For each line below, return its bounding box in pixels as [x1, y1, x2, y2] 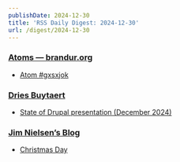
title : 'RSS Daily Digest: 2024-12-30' [8, 19, 140, 27]
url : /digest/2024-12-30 [8, 26, 90, 34]
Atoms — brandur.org [8, 52, 93, 63]
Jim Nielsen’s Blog [8, 127, 81, 138]
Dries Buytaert [8, 90, 66, 101]
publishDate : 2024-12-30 [8, 11, 90, 20]
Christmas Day [19, 145, 69, 154]
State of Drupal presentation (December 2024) [19, 107, 172, 116]
